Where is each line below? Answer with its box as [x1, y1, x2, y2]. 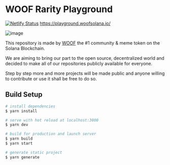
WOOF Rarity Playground [5, 4, 113, 15]
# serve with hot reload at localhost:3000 [5, 117, 99, 122]
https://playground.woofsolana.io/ [40, 20, 111, 26]
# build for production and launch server [5, 132, 96, 137]
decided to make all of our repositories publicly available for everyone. [5, 60, 153, 66]
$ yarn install [5, 108, 38, 113]
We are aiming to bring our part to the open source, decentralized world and [5, 55, 165, 61]
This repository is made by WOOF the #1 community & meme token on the [5, 39, 160, 46]
